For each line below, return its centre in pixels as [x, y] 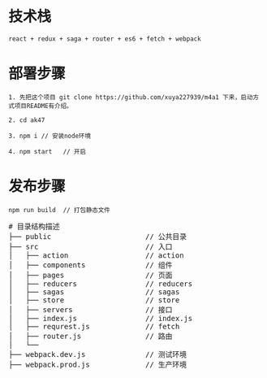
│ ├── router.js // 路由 [90, 336]
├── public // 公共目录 [98, 236]
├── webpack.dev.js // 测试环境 [98, 354]
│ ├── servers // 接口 [90, 309]
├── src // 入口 [90, 246]
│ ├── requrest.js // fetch [94, 326]
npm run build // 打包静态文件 [60, 210]
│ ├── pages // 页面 [90, 275]
